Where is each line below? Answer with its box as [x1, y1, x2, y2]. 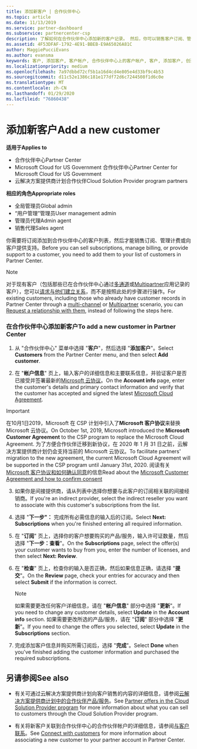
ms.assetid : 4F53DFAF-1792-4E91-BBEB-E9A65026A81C [6, 42, 133, 48]
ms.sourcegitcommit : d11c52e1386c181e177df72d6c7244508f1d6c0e [6, 74, 164, 80]
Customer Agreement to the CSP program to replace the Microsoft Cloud [6, 433, 184, 440]
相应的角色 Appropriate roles [6, 189, 76, 197]
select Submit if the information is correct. [14, 579, 117, 586]
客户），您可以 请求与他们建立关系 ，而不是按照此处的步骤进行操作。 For [6, 287, 176, 295]
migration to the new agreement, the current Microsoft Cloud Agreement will [6, 454, 191, 462]
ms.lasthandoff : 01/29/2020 [6, 91, 75, 96]
